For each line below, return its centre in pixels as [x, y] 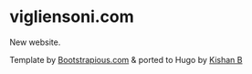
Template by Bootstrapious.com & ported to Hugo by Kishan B [126, 59]
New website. [35, 42]
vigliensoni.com [72, 17]
